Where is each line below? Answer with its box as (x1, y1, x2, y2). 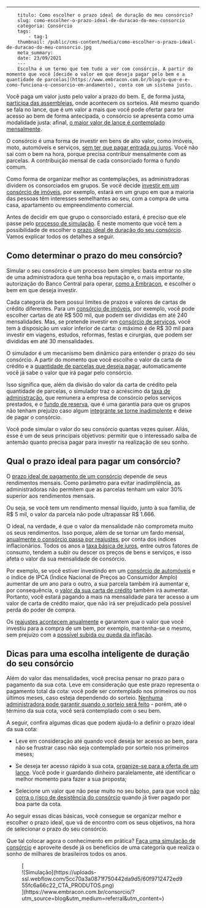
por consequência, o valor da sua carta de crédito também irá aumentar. (6, 586, 189, 594)
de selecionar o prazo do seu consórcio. (6, 825, 109, 832)
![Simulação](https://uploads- (21, 869, 97, 876)
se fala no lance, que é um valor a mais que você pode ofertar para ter (6, 106, 185, 113)
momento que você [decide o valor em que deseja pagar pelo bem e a (6, 71, 185, 77)
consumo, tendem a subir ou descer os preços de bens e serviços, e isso (6, 548, 192, 556)
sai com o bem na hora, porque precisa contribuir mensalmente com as (6, 150, 187, 157)
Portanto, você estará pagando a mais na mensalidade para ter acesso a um (6, 593, 199, 600)
